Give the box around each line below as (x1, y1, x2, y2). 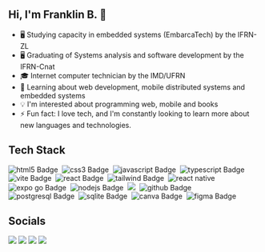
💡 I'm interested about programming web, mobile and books (19, 99, 219, 109)
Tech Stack (8, 143, 66, 157)
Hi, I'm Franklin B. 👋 (8, 8, 106, 22)
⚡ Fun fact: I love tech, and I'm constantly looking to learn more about (19, 109, 250, 118)
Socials (8, 214, 46, 228)
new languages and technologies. (19, 120, 132, 130)
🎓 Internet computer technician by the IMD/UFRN (19, 70, 186, 80)
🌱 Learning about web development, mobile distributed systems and (19, 82, 246, 92)
